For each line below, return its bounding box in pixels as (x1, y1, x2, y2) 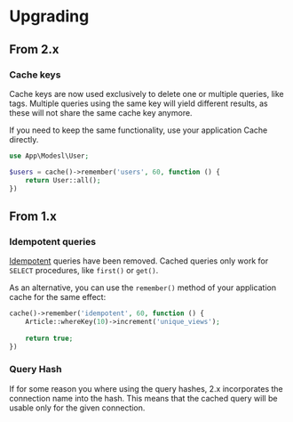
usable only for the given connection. (9, 402, 146, 413)
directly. (9, 134, 39, 144)
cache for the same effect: (9, 292, 107, 303)
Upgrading (9, 6, 90, 27)
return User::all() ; (25, 175, 101, 184)
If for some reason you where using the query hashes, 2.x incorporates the (9, 383, 284, 394)
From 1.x (9, 208, 58, 223)
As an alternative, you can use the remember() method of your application (9, 282, 277, 293)
